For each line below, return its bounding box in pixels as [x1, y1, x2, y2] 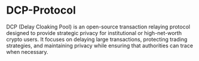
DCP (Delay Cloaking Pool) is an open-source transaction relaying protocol [6, 23, 190, 30]
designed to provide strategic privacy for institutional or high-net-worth [6, 29, 182, 36]
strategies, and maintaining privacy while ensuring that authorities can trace [6, 42, 193, 49]
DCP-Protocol [6, 4, 76, 17]
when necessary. [6, 48, 49, 55]
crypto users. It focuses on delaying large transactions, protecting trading [6, 36, 188, 43]
